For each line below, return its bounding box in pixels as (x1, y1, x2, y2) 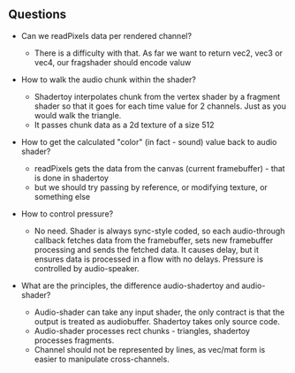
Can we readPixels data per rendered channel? (20, 30, 192, 41)
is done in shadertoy (34, 172, 110, 183)
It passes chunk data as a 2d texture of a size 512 (34, 119, 215, 130)
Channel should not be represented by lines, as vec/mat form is (34, 344, 266, 354)
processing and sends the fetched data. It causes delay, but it (34, 244, 260, 255)
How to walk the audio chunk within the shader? (20, 74, 196, 85)
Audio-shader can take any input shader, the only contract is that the (34, 307, 285, 317)
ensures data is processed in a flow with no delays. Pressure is (34, 254, 264, 264)
